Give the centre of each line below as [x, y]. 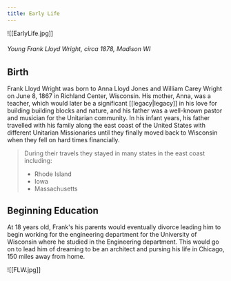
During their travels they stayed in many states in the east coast [114, 153]
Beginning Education [53, 210]
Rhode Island [53, 174]
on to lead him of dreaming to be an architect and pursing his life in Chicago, [116, 249]
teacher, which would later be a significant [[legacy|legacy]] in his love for [112, 104]
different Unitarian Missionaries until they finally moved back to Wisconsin [112, 133]
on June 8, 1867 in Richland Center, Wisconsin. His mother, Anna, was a [109, 96]
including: [38, 161]
